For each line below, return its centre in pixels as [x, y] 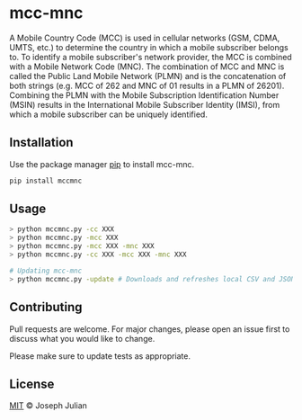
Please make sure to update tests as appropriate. [100, 356]
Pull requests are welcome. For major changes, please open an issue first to [150, 329]
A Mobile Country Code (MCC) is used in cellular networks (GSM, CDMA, [145, 38]
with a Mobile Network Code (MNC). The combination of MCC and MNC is [147, 67]
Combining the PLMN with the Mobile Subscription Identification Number [144, 95]
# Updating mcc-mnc [46, 271]
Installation [41, 143]
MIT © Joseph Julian [49, 406]
